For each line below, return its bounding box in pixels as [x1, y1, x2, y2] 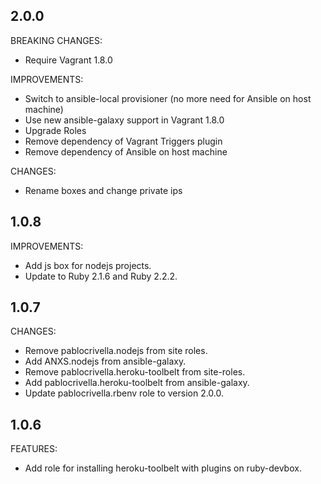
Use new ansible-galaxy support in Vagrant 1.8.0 [24, 114, 225, 126]
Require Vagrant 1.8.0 [24, 54, 113, 66]
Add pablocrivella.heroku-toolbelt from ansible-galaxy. [24, 377, 250, 389]
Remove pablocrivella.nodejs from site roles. [24, 345, 208, 357]
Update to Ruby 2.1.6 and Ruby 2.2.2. [24, 270, 178, 282]
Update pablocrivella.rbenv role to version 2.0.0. [24, 387, 225, 399]
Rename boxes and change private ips [24, 184, 183, 196]
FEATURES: [10, 443, 58, 455]
